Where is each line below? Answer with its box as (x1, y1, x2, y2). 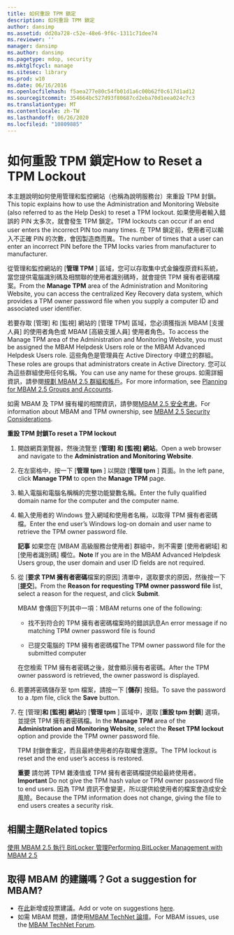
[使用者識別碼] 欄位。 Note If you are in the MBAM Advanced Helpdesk (17, 551, 221, 559)
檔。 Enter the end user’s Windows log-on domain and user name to (17, 520, 212, 528)
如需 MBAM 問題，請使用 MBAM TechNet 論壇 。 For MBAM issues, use (17, 913, 219, 921)
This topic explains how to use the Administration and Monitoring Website (7, 200, 219, 208)
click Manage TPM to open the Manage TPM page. (17, 474, 166, 483)
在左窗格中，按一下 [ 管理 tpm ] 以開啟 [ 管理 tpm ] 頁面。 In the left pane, (17, 466, 225, 475)
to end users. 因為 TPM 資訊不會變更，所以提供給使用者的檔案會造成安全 (17, 785, 227, 793)
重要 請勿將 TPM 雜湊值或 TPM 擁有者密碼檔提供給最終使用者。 (17, 769, 200, 777)
